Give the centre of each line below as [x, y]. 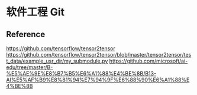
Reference [26, 34]
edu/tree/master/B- [30, 67]
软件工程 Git [35, 12]
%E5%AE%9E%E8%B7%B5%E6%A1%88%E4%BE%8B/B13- [81, 73]
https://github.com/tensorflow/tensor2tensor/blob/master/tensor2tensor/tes [99, 55]
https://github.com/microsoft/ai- [148, 61]
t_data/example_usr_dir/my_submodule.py [57, 61]
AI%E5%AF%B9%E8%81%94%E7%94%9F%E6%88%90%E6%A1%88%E [98, 80]
